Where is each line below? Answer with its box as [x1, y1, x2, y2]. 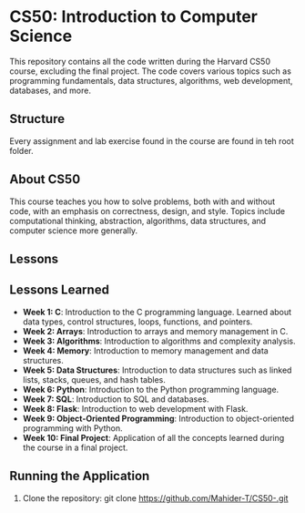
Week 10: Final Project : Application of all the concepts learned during [22, 432, 285, 443]
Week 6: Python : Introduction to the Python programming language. [22, 384, 280, 395]
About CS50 [9, 171, 81, 188]
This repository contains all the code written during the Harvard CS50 [9, 56, 271, 67]
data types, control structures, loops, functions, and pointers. [22, 316, 253, 327]
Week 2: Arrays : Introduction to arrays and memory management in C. [22, 325, 289, 336]
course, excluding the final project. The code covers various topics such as [9, 66, 291, 77]
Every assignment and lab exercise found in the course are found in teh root [9, 135, 294, 147]
